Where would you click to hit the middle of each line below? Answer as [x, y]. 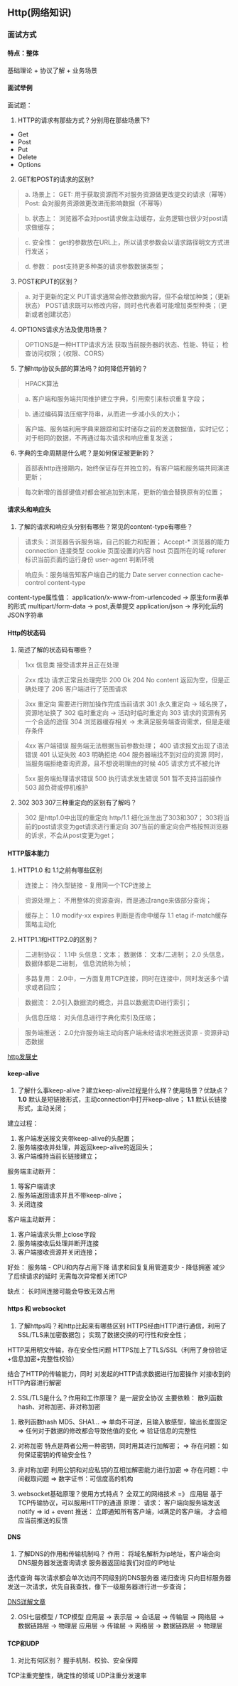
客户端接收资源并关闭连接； [58, 1252]
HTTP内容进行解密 [34, 1382]
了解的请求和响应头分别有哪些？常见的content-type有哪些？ [105, 526]
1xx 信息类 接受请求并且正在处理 [72, 665]
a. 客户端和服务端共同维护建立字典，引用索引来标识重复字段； [115, 398]
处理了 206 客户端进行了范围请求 [79, 689]
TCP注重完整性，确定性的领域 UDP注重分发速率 [77, 1675]
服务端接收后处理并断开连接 [58, 1243]
